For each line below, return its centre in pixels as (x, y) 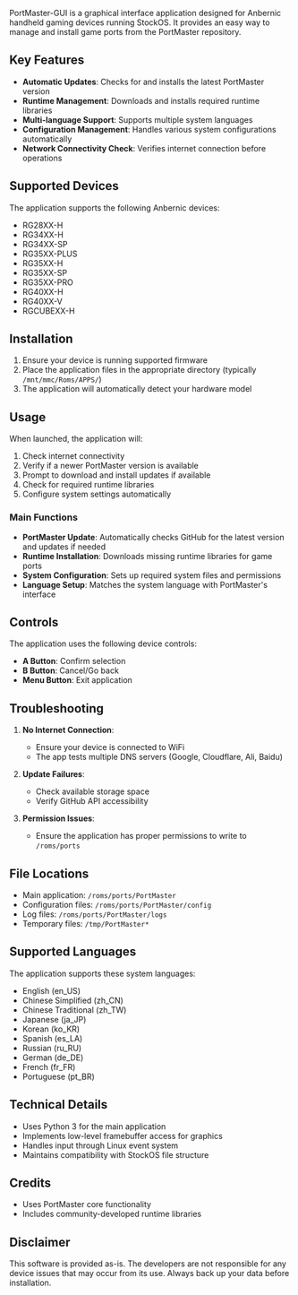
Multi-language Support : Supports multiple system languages (137, 119)
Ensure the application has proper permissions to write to (141, 836)
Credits (30, 1183)
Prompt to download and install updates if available (116, 475)
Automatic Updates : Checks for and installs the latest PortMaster (143, 82)
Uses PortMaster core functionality (87, 1204)
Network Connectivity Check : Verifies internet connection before (144, 148)
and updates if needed (64, 547)
